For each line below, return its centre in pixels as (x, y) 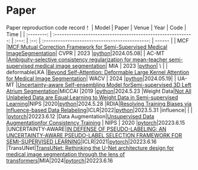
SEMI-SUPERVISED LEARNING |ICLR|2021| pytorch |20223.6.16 (81, 141)
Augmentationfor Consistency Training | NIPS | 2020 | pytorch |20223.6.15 (96, 122)
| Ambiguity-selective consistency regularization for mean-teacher (87, 59)
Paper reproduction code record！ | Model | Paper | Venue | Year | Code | (96, 27)
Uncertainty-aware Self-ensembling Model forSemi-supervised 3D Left (104, 84)
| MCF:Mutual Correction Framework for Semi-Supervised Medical (87, 47)
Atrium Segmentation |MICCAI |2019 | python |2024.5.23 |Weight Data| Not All (99, 91)
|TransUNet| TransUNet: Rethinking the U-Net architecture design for (90, 148)
